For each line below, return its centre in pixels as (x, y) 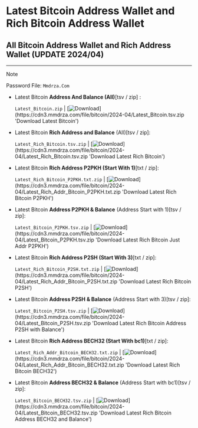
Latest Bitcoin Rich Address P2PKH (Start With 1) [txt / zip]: (87, 168)
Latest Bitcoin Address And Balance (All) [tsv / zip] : (78, 97)
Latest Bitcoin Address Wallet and (90, 11)
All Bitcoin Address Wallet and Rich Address (89, 45)
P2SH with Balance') (39, 329)
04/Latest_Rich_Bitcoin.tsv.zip (51, 156)
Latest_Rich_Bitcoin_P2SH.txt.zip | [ (60, 269)
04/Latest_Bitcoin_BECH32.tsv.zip (56, 413)
